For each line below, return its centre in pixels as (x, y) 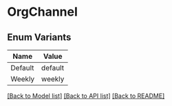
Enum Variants (39, 37)
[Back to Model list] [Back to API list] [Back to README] (86, 96)
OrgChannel (42, 12)
